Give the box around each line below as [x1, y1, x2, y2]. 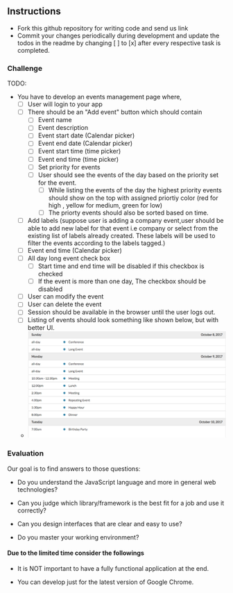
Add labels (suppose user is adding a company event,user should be [27, 216, 224, 224]
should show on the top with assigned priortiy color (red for [48, 194, 218, 202]
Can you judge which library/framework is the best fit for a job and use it [17, 499, 225, 507]
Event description [37, 124, 89, 132]
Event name [37, 116, 72, 124]
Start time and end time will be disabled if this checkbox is [37, 262, 205, 270]
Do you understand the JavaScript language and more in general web [17, 478, 216, 486]
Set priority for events [37, 162, 101, 171]
